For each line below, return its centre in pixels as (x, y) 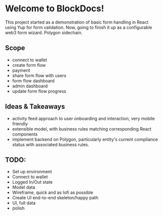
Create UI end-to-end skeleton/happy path (55, 198)
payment (21, 70)
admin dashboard (30, 86)
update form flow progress (39, 91)
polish (18, 208)
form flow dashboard (33, 81)
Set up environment (32, 172)
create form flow (29, 65)
